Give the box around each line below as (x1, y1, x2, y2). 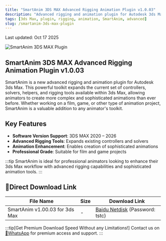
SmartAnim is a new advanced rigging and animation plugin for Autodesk (5, 80, 154, 85)
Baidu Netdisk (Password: (95, 206, 156, 213)
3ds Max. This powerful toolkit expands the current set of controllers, (5, 84, 147, 90)
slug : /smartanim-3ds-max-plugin (5, 21, 74, 26)
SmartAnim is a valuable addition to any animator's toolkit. (5, 106, 124, 112)
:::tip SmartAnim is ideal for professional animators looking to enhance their (5, 158, 159, 164)
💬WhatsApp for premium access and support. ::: (5, 230, 103, 236)
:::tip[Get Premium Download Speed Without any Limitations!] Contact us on (5, 225, 160, 231)
